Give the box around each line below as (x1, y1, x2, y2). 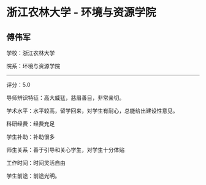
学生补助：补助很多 (6, 133, 55, 140)
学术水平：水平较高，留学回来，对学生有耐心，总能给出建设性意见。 (6, 107, 178, 114)
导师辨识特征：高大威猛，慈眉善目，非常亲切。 (6, 94, 124, 101)
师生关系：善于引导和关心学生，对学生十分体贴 (6, 146, 124, 153)
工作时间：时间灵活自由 (6, 159, 66, 166)
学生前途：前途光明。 (6, 172, 60, 179)
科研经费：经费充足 (6, 120, 55, 127)
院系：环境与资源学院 (6, 62, 60, 69)
